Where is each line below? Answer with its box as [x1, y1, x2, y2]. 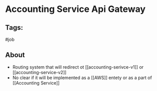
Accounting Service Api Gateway [5, 3, 146, 15]
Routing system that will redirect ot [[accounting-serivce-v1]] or [12, 64, 144, 70]
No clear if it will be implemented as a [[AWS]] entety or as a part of [12, 75, 152, 81]
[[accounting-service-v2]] [12, 69, 66, 75]
